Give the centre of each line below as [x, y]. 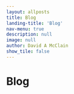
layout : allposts [28, 12]
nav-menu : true [25, 29]
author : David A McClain [37, 46]
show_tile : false [28, 52]
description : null [29, 35]
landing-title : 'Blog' [35, 23]
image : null [21, 40]
